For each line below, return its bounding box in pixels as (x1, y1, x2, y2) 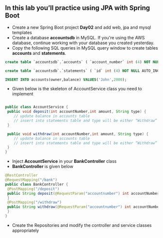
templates (12, 29, 33, 35)
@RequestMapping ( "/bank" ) (5, 177, 57, 183)
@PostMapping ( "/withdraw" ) (7, 200, 62, 205)
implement (12, 91, 33, 97)
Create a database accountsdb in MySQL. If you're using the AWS (12, 34, 145, 40)
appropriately (12, 227, 39, 233)
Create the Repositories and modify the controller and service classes (12, 222, 152, 228)
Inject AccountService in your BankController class (12, 158, 117, 164)
